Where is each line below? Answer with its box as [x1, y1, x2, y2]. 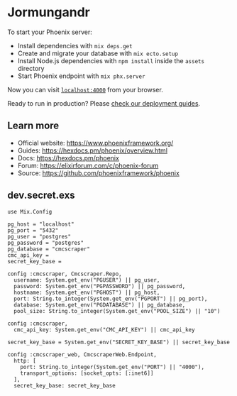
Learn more [7, 120, 60, 132]
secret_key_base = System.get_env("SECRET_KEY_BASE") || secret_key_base [7, 339, 231, 346]
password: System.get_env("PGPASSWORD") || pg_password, [13, 282, 186, 290]
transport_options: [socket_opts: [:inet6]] [20, 370, 154, 377]
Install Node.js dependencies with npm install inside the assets [17, 56, 204, 65]
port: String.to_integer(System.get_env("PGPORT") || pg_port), [13, 295, 208, 302]
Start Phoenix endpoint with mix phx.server [17, 72, 145, 80]
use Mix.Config [7, 208, 53, 215]
